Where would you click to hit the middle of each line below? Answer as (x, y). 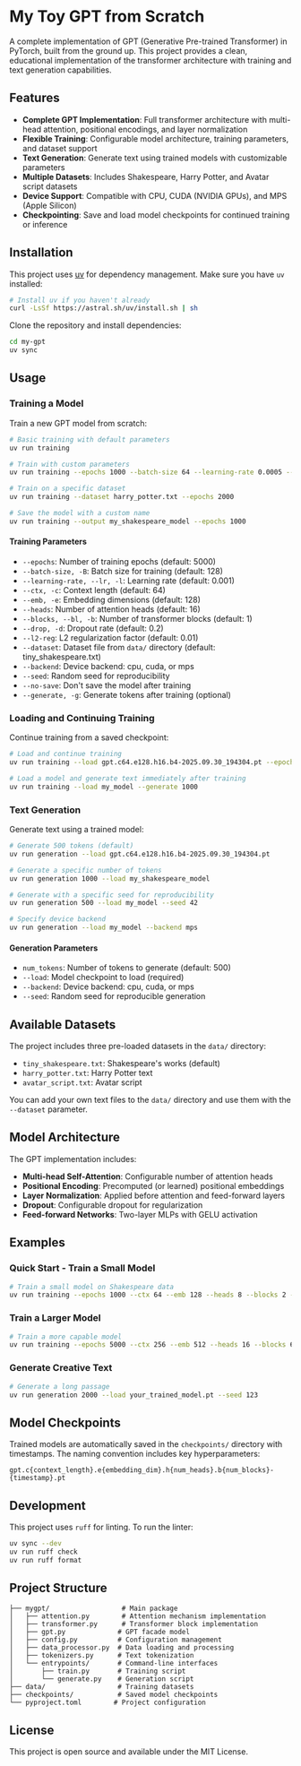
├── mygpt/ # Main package (94, 1609)
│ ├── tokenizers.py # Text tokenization (102, 1656)
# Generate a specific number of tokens (86, 870)
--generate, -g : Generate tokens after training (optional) (126, 694)
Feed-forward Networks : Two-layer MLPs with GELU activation (140, 1214)
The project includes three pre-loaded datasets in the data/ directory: (138, 1047)
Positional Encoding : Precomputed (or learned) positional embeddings (153, 1185)
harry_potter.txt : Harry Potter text (87, 1073)
